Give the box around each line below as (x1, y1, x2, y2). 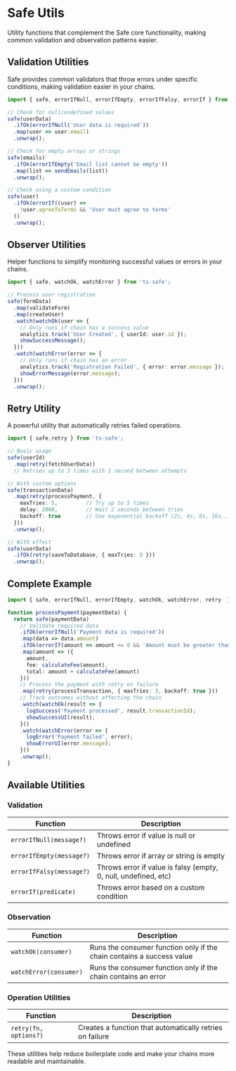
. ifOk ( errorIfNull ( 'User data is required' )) (13, 122, 150, 129)
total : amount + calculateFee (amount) (25, 668, 140, 675)
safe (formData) (7, 298, 52, 305)
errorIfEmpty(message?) (11, 851, 91, 860)
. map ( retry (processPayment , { (13, 493, 102, 500)
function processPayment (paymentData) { (7, 609, 128, 616)
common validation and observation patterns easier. (7, 35, 158, 44)
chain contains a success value (89, 951, 193, 961)
